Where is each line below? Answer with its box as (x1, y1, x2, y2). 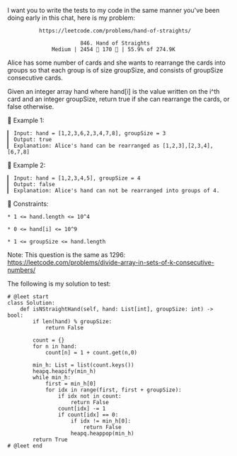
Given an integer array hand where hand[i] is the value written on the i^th (7, 87, 220, 95)
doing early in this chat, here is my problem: (7, 13, 136, 22)
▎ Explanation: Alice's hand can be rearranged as (7, 142, 160, 149)
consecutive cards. (7, 74, 64, 82)
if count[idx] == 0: (57, 411, 119, 418)
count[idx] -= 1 (57, 405, 106, 412)
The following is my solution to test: (7, 280, 111, 288)
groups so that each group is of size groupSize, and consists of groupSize (7, 66, 224, 74)
